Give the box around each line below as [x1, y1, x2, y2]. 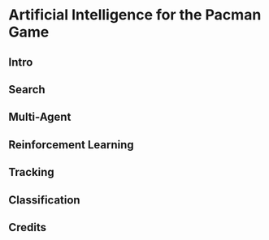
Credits [8, 221, 47, 234]
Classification [8, 193, 80, 207]
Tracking [8, 165, 54, 179]
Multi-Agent [8, 110, 72, 124]
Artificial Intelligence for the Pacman [8, 6, 262, 24]
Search [8, 83, 46, 96]
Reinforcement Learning [8, 138, 134, 152]
